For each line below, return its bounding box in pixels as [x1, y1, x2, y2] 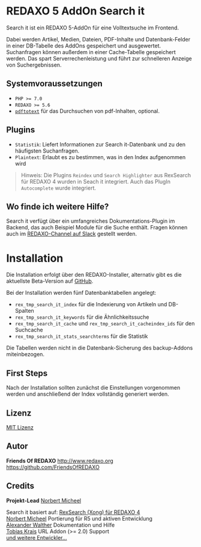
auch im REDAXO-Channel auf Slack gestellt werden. [6, 230, 137, 238]
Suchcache [14, 326, 43, 334]
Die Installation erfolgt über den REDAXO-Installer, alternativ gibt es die [6, 271, 182, 279]
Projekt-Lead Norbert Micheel [6, 497, 82, 504]
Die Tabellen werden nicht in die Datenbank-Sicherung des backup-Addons [6, 344, 193, 352]
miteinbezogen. [6, 351, 45, 358]
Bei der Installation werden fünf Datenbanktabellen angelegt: [6, 289, 157, 297]
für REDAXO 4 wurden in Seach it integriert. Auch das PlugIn [20, 178, 171, 185]
